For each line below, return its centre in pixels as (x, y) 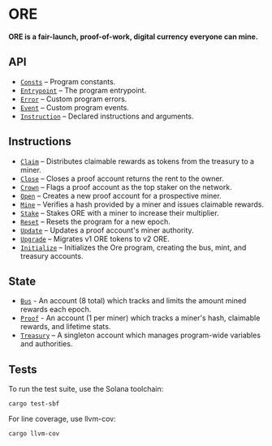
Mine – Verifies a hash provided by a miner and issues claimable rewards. (142, 204)
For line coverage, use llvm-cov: (62, 419)
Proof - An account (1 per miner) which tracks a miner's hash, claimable (140, 318)
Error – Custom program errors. (73, 99)
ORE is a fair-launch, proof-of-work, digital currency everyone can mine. (133, 36)
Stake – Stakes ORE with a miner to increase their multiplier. (119, 212)
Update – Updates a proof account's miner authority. (107, 230)
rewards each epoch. (56, 310)
